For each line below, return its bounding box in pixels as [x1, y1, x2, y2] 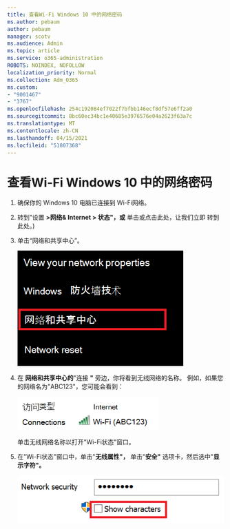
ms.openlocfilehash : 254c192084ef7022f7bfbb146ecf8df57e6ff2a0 [7, 105, 193, 113]
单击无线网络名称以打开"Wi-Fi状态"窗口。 [17, 438, 136, 446]
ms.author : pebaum [7, 18, 60, 25]
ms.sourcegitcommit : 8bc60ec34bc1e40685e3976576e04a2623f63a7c [7, 113, 193, 120]
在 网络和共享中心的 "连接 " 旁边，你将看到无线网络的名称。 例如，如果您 [17, 374, 224, 382]
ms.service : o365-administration [7, 55, 103, 62]
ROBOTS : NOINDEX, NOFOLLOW [7, 62, 85, 69]
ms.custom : [7, 83, 39, 91]
